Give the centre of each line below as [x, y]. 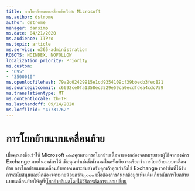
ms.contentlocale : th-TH [36, 98]
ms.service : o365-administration [47, 50]
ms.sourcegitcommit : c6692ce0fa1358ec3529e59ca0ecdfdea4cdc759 [85, 88]
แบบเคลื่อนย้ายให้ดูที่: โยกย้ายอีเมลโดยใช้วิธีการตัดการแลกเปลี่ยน [66, 182]
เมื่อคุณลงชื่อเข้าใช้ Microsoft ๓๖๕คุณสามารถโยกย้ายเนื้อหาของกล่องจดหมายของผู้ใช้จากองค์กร [97, 155]
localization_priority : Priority [47, 60]
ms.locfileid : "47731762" [37, 110]
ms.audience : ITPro [30, 39]
